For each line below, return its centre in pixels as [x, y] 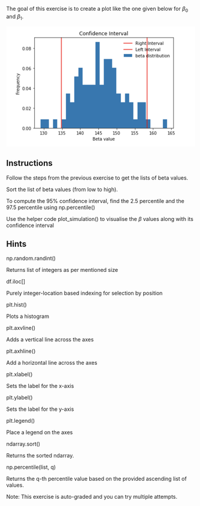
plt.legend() [21, 421]
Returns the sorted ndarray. [40, 456]
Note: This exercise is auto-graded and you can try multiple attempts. [92, 497]
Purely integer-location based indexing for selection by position [84, 293]
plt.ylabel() [19, 398]
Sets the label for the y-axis [40, 409]
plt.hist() [16, 305]
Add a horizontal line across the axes [52, 363]
